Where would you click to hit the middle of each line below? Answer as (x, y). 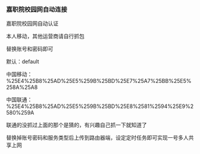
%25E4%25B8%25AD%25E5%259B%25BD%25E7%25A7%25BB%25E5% (99, 81)
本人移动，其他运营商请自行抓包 (45, 36)
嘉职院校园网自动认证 (32, 24)
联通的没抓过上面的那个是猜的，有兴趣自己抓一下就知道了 (76, 125)
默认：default (23, 61)
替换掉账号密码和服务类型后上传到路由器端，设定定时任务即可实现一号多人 (97, 138)
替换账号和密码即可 (30, 49)
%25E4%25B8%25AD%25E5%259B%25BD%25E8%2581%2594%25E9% (98, 106)
